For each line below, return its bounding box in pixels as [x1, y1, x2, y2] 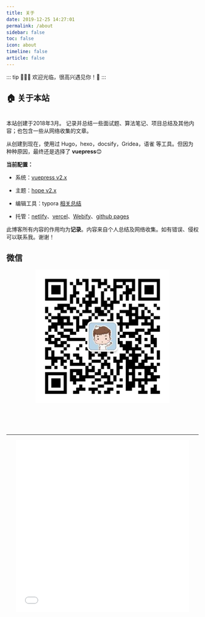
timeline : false [6, 49, 48, 55]
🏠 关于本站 [6, 93, 50, 103]
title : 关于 [6, 10, 35, 16]
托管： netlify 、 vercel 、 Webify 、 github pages [15, 213, 129, 220]
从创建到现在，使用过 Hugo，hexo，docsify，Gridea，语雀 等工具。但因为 [6, 140, 194, 147]
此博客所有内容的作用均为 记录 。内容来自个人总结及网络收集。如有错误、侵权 [6, 225, 199, 233]
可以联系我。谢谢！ [6, 233, 55, 241]
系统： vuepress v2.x [15, 173, 67, 181]
